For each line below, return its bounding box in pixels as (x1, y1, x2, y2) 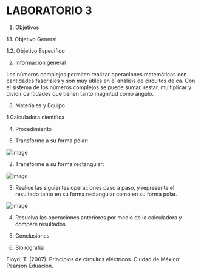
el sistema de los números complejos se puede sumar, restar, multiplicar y (6, 83, 192, 91)
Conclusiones (15, 232, 50, 239)
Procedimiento (15, 125, 52, 132)
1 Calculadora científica (6, 113, 65, 121)
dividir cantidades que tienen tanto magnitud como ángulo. (6, 90, 154, 97)
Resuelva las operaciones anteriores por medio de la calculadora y (15, 213, 182, 221)
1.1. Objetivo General (6, 35, 57, 42)
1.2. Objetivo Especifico (6, 47, 65, 55)
